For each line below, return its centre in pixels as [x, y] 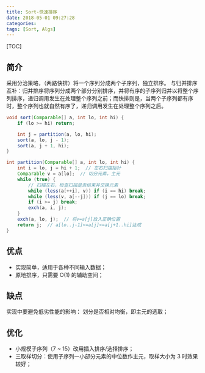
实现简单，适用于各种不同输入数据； [61, 267]
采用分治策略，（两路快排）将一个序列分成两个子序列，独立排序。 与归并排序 [102, 83]
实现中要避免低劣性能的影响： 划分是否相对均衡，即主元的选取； [87, 312]
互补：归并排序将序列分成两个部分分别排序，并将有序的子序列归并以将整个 [100, 91]
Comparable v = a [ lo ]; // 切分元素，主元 [69, 174]
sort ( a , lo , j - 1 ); [43, 140]
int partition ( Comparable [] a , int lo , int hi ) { [71, 163]
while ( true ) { [37, 179]
